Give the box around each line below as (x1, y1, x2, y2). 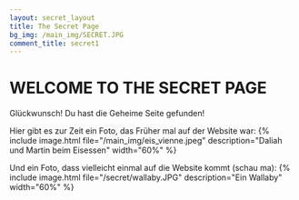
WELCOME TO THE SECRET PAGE (9, 78, 267, 98)
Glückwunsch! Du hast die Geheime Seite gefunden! (9, 108, 205, 119)
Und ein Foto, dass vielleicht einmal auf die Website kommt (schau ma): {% (9, 163, 291, 174)
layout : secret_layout (9, 13, 95, 23)
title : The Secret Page (9, 22, 100, 31)
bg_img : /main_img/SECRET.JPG (9, 30, 125, 39)
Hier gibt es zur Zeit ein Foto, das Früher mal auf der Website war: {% (9, 125, 270, 136)
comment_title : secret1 (9, 38, 100, 48)
